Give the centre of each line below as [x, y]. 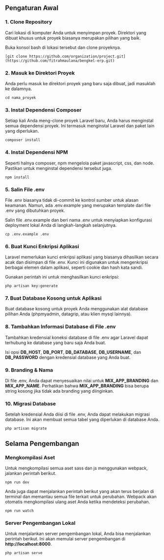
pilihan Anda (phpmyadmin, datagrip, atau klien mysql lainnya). [69, 314]
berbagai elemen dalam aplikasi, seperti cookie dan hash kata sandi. [74, 268]
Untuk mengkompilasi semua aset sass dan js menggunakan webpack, [76, 468]
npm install [17, 177]
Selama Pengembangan [42, 443]
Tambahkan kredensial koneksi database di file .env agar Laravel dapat [77, 337]
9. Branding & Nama [29, 370]
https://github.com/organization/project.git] [77, 56]
